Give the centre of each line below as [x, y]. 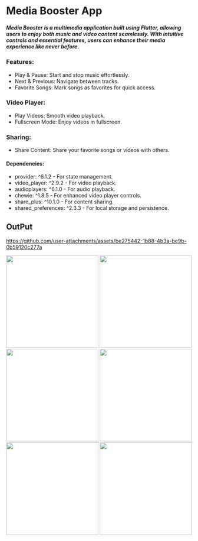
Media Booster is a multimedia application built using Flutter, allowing [94, 27]
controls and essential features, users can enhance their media [86, 40]
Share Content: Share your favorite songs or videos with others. [92, 150]
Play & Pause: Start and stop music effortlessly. [72, 74]
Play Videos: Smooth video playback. [60, 115]
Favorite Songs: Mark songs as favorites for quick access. [85, 88]
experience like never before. [43, 46]
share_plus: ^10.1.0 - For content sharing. [64, 202]
